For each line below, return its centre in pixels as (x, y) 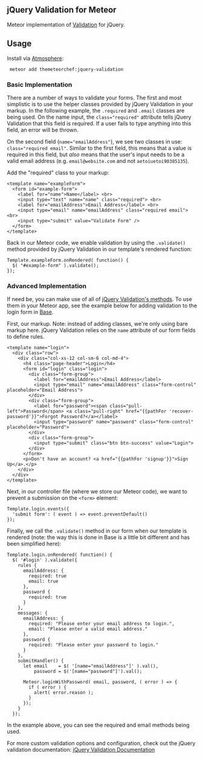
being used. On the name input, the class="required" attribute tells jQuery (99, 117)
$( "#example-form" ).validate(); (56, 265)
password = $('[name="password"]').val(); (88, 672)
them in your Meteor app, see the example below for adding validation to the (102, 306)
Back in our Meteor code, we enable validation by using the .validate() (96, 242)
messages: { (33, 613)
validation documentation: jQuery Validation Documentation (81, 750)
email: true (44, 582)
